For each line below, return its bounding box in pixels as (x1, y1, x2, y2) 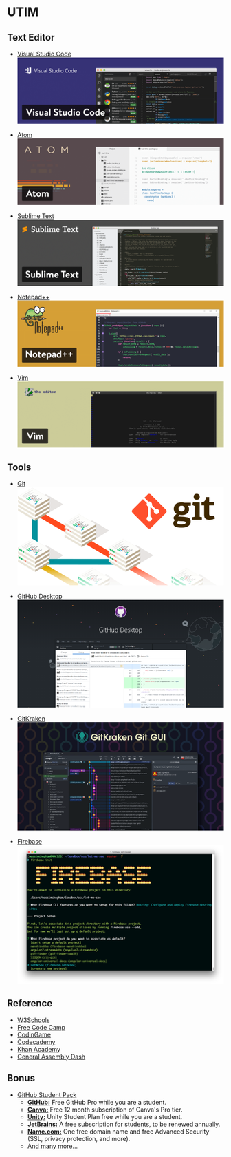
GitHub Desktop (16, 592, 63, 600)
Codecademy (16, 1037, 56, 1046)
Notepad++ (16, 293, 50, 301)
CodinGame (16, 1030, 52, 1039)
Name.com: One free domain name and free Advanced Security (27, 1127, 210, 1136)
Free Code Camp (16, 1023, 66, 1031)
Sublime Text (16, 211, 55, 220)
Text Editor (7, 32, 55, 43)
